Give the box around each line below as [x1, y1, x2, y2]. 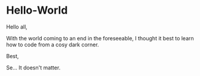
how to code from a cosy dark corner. [6, 41, 100, 48]
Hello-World [6, 4, 68, 17]
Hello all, [6, 23, 28, 30]
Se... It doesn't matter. [6, 64, 61, 71]
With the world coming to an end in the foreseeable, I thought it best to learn [6, 34, 194, 42]
